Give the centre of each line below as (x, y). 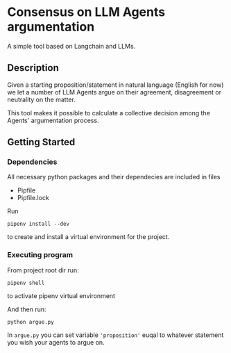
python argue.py (31, 322)
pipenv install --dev (38, 224)
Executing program (40, 255)
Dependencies (32, 162)
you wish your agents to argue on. (56, 342)
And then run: (27, 309)
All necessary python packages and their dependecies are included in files (114, 177)
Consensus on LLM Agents (86, 12)
